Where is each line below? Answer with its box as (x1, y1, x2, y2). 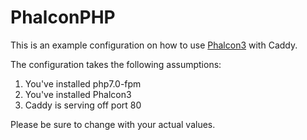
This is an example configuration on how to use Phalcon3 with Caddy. (10, 39, 298, 51)
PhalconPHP (10, 6, 116, 29)
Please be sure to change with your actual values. (10, 118, 216, 130)
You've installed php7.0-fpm (24, 77, 142, 90)
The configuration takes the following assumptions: (10, 58, 222, 70)
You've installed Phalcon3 (24, 88, 132, 100)
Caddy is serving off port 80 (24, 99, 142, 111)
